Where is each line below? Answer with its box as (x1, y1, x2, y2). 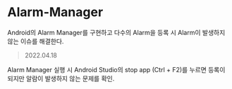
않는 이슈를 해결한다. (7, 36, 64, 46)
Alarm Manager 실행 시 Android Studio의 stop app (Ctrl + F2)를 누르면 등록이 (7, 65, 226, 74)
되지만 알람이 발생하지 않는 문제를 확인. (7, 74, 115, 83)
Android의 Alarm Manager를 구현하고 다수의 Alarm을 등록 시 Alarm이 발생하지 (7, 28, 226, 36)
